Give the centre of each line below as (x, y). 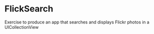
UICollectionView (22, 27)
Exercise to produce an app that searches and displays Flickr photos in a (77, 22)
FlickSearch (29, 9)
